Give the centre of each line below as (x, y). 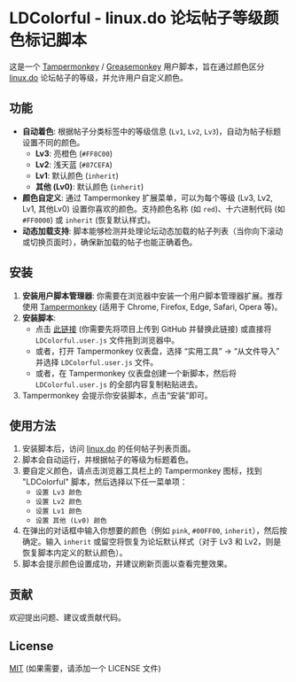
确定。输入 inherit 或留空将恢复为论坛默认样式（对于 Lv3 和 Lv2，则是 (152, 542)
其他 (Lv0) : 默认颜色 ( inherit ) (90, 186)
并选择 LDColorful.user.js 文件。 (97, 362)
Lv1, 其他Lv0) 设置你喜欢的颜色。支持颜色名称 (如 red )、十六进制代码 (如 (153, 208)
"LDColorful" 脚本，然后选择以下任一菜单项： (105, 482)
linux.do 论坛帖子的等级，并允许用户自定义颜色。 (98, 77)
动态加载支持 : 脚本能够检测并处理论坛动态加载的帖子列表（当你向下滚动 (152, 230)
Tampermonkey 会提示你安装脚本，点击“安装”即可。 (117, 395)
